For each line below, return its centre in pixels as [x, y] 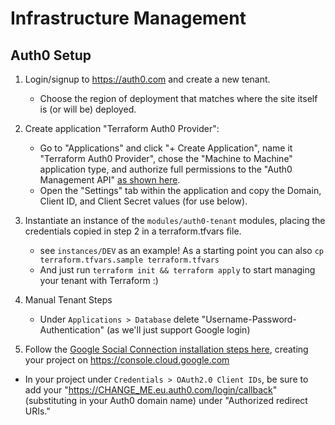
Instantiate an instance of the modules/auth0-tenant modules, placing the [175, 220]
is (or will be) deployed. [88, 109]
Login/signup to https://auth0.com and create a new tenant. [147, 79]
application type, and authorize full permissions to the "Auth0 [166, 169]
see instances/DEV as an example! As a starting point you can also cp [182, 250]
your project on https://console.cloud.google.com [127, 360]
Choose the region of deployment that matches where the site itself [178, 98]
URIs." [37, 411]
